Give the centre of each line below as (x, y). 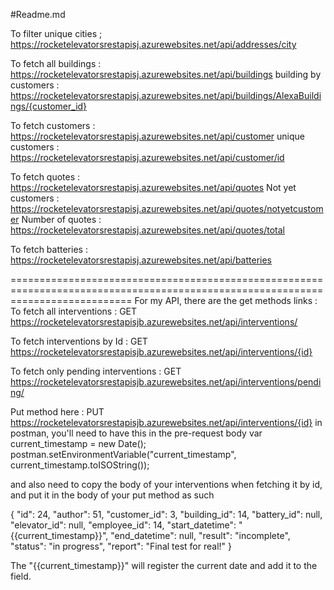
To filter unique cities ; (56, 33)
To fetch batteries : (49, 249)
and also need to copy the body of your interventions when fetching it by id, (166, 484)
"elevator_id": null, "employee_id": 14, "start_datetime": (123, 525)
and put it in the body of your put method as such (112, 495)
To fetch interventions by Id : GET (79, 341)
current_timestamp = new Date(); (78, 443)
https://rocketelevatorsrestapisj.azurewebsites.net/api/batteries (141, 260)
